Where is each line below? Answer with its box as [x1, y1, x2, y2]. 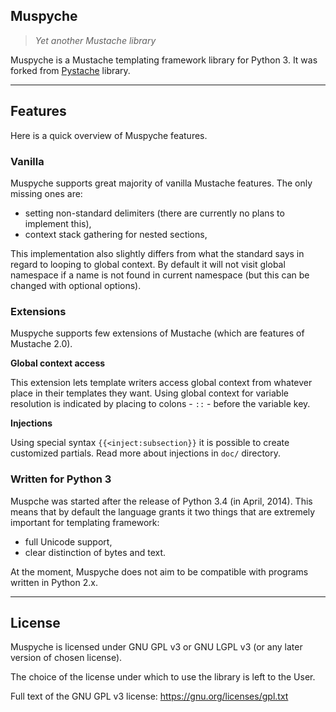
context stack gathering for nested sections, [24, 228, 208, 240]
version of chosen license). [10, 652, 123, 664]
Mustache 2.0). [10, 338, 73, 350]
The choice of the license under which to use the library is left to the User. [10, 671, 316, 683]
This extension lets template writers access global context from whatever [10, 377, 313, 389]
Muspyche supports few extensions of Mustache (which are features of [10, 327, 305, 339]
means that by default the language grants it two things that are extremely [10, 505, 316, 518]
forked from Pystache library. [10, 64, 131, 76]
